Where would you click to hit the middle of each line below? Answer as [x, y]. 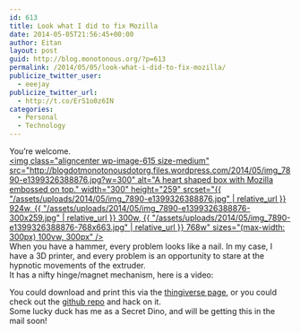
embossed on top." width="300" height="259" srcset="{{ [116, 189]
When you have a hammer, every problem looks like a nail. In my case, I [141, 246]
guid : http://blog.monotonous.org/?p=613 [88, 59]
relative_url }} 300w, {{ [108, 218]
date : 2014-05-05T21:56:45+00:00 [72, 34]
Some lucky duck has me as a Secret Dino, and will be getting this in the [142, 311]
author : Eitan [36, 43]
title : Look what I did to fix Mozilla [84, 26]
